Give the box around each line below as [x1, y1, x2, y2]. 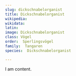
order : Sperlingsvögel [5, 39, 54, 44]
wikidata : [5, 21, 25, 26]
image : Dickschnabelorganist [5, 30, 65, 35]
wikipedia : [5, 16, 27, 21]
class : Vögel [5, 35, 32, 40]
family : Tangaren [5, 44, 43, 49]
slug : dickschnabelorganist [5, 7, 63, 12]
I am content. [5, 66, 32, 72]
